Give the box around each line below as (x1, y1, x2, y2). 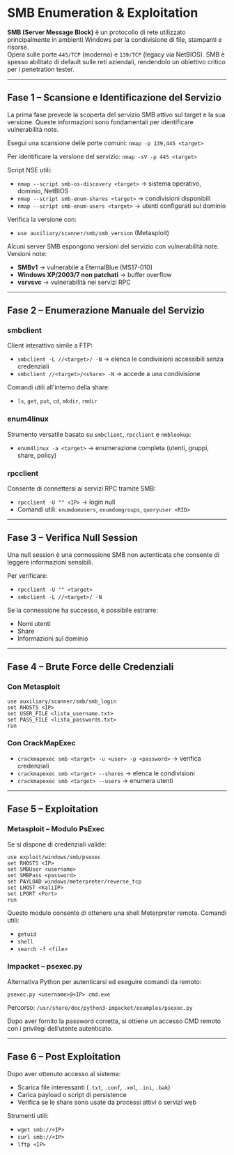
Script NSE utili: (7, 165, 52, 174)
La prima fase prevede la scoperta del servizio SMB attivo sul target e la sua (7, 110, 226, 119)
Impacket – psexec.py (7, 962, 83, 971)
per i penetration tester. (7, 65, 75, 73)
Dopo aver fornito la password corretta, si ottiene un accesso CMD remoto (7, 1017, 221, 1025)
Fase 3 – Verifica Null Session (7, 532, 138, 544)
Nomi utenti (17, 619, 51, 627)
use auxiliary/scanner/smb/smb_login (7, 698, 117, 705)
